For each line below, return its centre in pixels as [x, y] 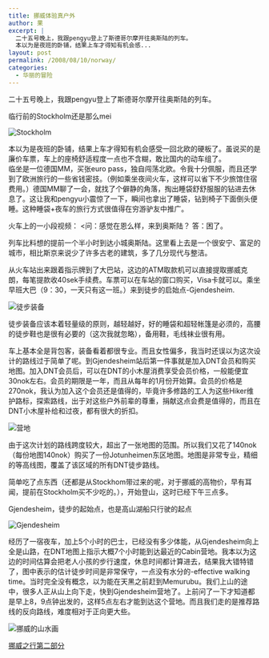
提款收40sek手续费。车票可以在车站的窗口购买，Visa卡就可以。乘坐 [148, 279]
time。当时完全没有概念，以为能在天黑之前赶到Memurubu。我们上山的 [125, 581]
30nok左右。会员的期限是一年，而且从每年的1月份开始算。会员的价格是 [125, 380]
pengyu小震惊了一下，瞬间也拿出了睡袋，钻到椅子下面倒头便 [157, 199]
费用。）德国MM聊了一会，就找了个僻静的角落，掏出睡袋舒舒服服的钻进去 [129, 188]
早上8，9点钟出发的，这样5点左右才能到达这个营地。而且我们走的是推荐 [134, 601]
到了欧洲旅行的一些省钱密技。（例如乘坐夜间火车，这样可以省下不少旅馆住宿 [133, 179]
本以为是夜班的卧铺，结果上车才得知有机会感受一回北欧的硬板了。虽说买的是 [134, 148]
